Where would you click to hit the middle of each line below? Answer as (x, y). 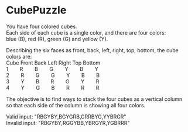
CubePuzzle (36, 10)
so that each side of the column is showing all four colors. (76, 105)
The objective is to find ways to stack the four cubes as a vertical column (94, 99)
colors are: (19, 56)
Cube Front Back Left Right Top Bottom (53, 63)
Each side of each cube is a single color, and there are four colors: (86, 32)
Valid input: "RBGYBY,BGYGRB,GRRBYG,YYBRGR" (66, 116)
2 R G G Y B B (53, 75)
